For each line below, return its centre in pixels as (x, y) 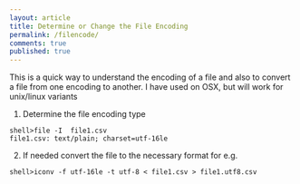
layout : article (40, 18)
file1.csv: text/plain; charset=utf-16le (89, 139)
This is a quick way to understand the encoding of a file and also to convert (150, 77)
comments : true (38, 43)
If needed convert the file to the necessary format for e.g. (130, 156)
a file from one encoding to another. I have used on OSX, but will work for (146, 87)
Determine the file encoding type (84, 114)
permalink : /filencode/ (54, 34)
